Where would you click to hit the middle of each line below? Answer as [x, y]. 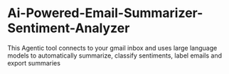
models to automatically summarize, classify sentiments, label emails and [115, 55]
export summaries [34, 63]
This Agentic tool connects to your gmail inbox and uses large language [112, 48]
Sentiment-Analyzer [69, 28]
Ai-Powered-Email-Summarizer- [105, 13]
